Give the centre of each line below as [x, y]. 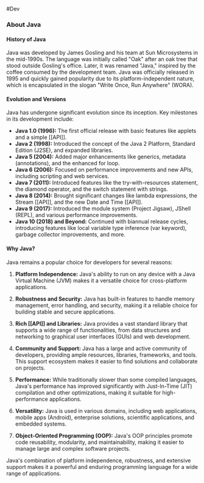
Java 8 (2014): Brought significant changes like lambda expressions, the [106, 196]
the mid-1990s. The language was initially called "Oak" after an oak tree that [102, 59]
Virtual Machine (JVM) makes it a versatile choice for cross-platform [101, 281]
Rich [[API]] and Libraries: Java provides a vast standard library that [101, 323]
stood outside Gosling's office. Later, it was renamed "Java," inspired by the [101, 66]
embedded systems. [41, 424]
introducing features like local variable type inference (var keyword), [101, 228]
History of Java [26, 39]
